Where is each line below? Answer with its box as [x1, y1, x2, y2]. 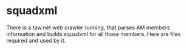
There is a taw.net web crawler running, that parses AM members [6, 24, 170, 31]
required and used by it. [6, 37, 66, 44]
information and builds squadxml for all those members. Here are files [6, 30, 181, 37]
